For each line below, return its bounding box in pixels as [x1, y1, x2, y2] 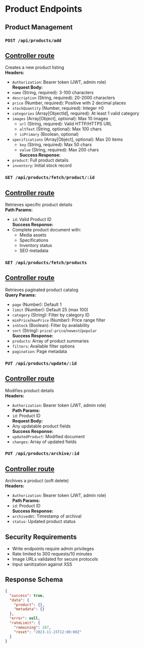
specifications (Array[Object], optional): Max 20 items [12, 136, 123, 143]
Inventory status [19, 243, 52, 249]
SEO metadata [19, 248, 49, 253]
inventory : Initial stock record [12, 163, 72, 169]
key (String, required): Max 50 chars [19, 142, 92, 148]
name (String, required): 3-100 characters [12, 90, 94, 96]
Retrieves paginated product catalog [5, 287, 79, 293]
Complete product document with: [12, 227, 82, 233]
